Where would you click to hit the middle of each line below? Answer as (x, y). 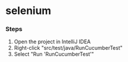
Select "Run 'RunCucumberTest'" (54, 54)
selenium (28, 11)
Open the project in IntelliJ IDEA (52, 42)
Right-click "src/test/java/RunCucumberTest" (68, 48)
